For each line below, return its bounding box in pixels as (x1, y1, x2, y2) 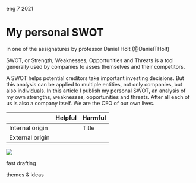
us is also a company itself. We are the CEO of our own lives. (6, 99, 154, 107)
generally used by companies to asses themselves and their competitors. (6, 63, 185, 70)
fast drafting (6, 159, 36, 166)
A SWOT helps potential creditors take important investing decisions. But (6, 74, 184, 82)
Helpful (55, 114, 77, 122)
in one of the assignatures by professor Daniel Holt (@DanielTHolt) (6, 45, 170, 52)
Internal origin (9, 124, 48, 132)
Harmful (82, 114, 106, 122)
